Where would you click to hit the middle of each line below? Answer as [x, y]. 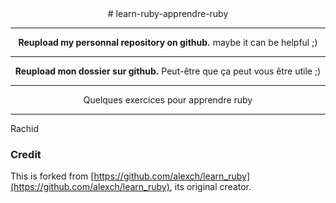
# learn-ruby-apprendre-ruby [168, 13]
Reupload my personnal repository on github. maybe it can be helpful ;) [168, 42]
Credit [26, 154]
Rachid [25, 128]
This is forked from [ [52, 176]
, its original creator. [210, 187]
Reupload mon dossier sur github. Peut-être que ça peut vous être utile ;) [168, 71]
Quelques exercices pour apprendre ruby [168, 100]
